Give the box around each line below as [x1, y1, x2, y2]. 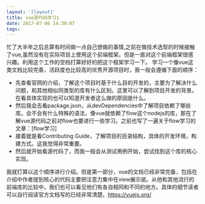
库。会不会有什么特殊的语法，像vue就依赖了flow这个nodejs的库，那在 [15, 110, 192, 117]
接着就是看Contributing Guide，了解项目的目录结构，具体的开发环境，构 [15, 132, 197, 140]
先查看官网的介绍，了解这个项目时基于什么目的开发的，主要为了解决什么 [15, 79, 197, 86]
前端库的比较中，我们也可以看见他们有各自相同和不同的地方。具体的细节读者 [6, 183, 199, 191]
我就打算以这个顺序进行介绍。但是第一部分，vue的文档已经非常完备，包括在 [6, 168, 198, 175]
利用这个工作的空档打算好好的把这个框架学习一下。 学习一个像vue [22, 58, 189, 66]
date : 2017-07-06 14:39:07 [6, 20, 75, 26]
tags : [6, 26, 20, 32]
